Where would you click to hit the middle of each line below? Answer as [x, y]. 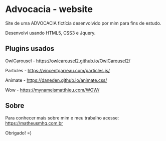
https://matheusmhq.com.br [34, 123]
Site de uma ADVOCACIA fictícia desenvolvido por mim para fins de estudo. [83, 23]
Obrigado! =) [18, 133]
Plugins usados [30, 49]
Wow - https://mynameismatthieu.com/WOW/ [52, 90]
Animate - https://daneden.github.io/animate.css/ [56, 80]
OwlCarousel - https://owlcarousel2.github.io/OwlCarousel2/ [68, 61]
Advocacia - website [49, 9]
